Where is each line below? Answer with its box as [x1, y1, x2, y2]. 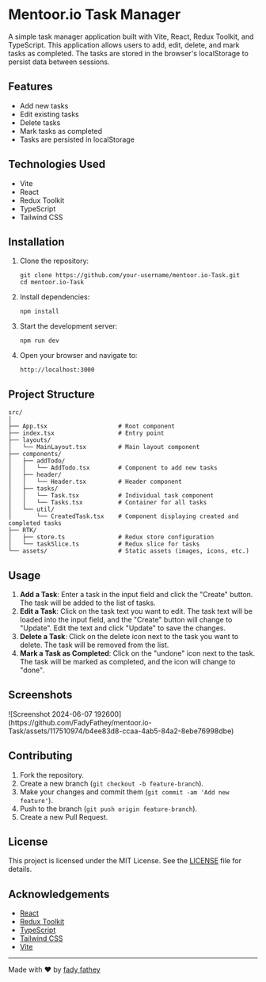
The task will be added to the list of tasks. [19, 598, 156, 607]
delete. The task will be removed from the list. [19, 640, 169, 649]
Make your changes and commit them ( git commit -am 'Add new [19, 786, 230, 797]
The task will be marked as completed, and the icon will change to [19, 657, 236, 666]
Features [8, 80, 53, 93]
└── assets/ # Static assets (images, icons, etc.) [8, 547, 249, 555]
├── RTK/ [8, 527, 37, 535]
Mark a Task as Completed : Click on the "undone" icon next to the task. [19, 649, 256, 658]
